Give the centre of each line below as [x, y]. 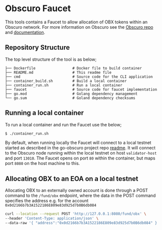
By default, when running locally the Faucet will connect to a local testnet [78, 143]
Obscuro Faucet [38, 9]
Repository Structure [38, 47]
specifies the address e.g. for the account [47, 201]
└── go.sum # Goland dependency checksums [70, 98]
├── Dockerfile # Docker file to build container [73, 68]
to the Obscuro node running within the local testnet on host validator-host [81, 153]
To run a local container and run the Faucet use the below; [63, 124]
